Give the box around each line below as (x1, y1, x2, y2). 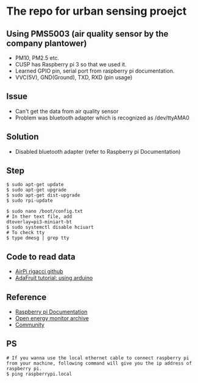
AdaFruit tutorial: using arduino (15, 274, 93, 282)
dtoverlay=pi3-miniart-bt (6, 219, 72, 225)
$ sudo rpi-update (6, 198, 53, 204)
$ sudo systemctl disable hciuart (6, 224, 94, 231)
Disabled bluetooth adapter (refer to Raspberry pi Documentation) (15, 148, 181, 155)
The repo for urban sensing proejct (6, 4, 187, 18)
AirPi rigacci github (15, 268, 63, 275)
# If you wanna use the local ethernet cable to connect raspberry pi (6, 355, 189, 361)
